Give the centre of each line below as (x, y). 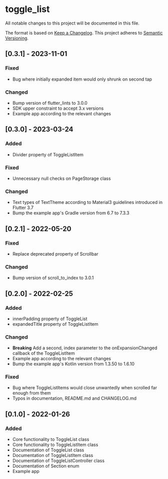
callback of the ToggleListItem (43, 353)
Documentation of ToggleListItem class (53, 455)
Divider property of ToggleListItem (48, 154)
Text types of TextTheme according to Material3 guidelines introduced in (87, 202)
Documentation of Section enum (46, 466)
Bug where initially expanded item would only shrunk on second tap (82, 79)
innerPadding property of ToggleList (50, 319)
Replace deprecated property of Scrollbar (55, 254)
